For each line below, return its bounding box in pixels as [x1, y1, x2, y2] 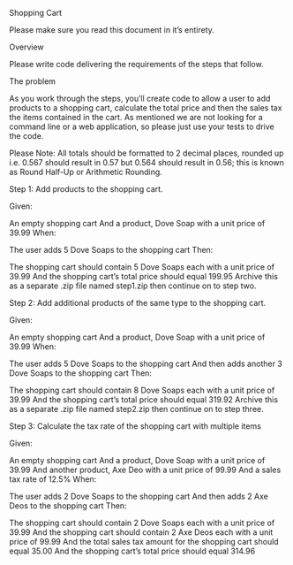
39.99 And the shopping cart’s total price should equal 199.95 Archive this [9, 271, 278, 281]
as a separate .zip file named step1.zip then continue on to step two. [9, 280, 257, 291]
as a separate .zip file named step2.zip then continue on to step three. [9, 404, 265, 414]
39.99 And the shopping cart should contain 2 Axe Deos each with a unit [9, 527, 274, 538]
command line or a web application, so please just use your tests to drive [9, 121, 275, 132]
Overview [9, 42, 44, 52]
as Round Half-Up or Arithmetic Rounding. [9, 167, 163, 177]
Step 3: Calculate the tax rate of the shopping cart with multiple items [9, 421, 262, 431]
